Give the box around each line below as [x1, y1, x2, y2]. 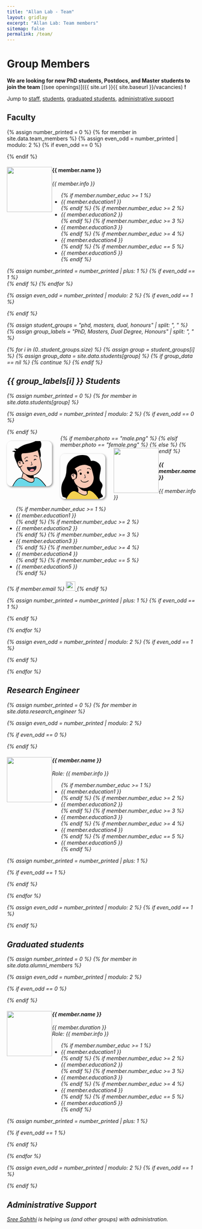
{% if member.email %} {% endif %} [7, 585, 108, 593]
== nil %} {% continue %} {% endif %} [7, 359, 103, 366]
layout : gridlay [7, 14, 47, 20]
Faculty [7, 113, 36, 123]
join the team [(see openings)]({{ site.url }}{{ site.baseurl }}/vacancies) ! [7, 84, 186, 91]
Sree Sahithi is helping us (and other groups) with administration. [7, 1215, 169, 1222]
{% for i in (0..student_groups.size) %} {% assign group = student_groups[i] [7, 346, 195, 353]
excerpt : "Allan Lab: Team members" [7, 20, 99, 26]
